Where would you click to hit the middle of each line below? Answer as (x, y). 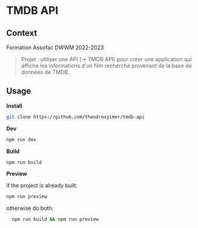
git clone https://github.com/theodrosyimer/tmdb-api (76, 117)
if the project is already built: (42, 186)
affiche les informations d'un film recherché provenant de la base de (107, 65)
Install (14, 106)
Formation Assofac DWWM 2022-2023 (55, 47)
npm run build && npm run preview (55, 220)
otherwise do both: (30, 208)
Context (22, 33)
